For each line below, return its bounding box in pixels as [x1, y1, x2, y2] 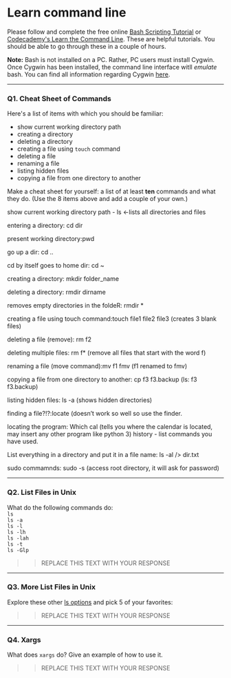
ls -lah [7, 535, 30, 542]
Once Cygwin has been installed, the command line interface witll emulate [7, 63, 217, 71]
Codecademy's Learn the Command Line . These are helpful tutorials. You [7, 34, 215, 43]
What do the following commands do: [7, 503, 113, 511]
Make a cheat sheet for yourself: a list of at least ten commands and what [7, 187, 216, 195]
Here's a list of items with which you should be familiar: [7, 109, 164, 118]
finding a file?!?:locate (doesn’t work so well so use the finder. [7, 410, 183, 418]
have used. [7, 437, 39, 445]
